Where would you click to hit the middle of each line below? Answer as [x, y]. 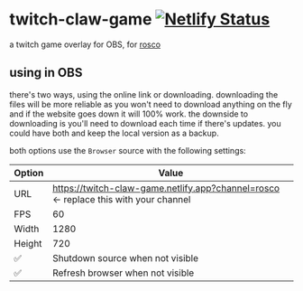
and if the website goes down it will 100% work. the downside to [129, 114]
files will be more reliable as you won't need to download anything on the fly [151, 104]
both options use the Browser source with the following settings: [128, 150]
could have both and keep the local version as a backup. [114, 133]
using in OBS [46, 73]
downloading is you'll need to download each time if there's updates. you [145, 123]
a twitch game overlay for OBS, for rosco [85, 44]
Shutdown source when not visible [126, 258]
